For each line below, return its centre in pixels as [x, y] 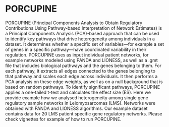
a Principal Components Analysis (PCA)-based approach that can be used [82, 33]
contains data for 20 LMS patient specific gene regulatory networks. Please [84, 113]
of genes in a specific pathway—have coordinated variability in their [76, 49]
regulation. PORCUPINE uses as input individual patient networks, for [77, 55]
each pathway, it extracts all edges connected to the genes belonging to [80, 71]
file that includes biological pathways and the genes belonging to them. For [83, 66]
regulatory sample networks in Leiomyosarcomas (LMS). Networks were [80, 103]
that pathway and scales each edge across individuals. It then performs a [81, 76]
